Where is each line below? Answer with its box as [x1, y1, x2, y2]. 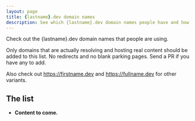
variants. [6, 77, 27, 84]
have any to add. [6, 59, 47, 66]
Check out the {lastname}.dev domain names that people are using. [6, 36, 169, 43]
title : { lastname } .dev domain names [6, 14, 95, 20]
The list [6, 94, 34, 103]
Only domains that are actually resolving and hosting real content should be [6, 47, 188, 54]
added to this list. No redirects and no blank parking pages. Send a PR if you [6, 53, 190, 60]
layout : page [6, 8, 38, 15]
